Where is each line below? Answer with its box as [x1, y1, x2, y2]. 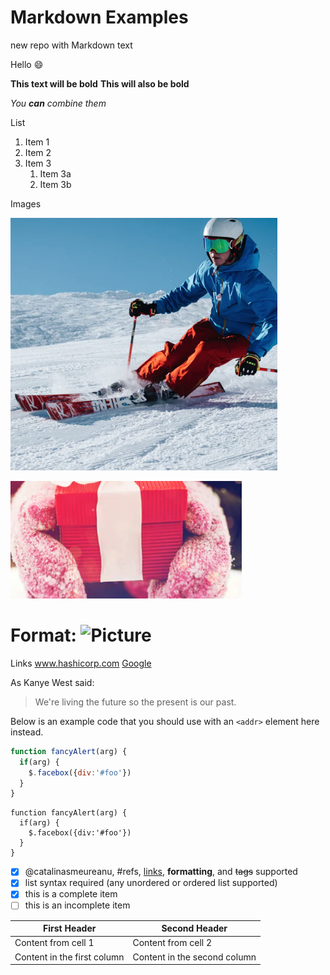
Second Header [161, 922, 228, 934]
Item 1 [24, 136, 50, 148]
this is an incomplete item [24, 899, 131, 911]
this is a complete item [24, 888, 118, 900]
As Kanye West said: [10, 676, 95, 688]
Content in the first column [14, 951, 125, 963]
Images [10, 197, 42, 210]
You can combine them [10, 97, 107, 109]
